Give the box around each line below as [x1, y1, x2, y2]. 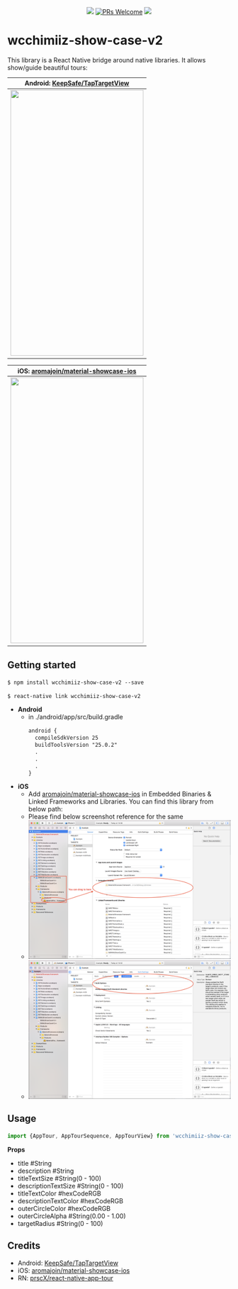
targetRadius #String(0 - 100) [17, 1219, 103, 1227]
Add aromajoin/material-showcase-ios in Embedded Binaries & [28, 790, 212, 799]
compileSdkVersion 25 [34, 734, 99, 742]
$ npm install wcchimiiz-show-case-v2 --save [7, 679, 144, 687]
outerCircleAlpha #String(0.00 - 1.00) [17, 1212, 126, 1220]
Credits [7, 1240, 41, 1252]
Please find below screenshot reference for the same [28, 812, 183, 821]
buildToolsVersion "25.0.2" [34, 741, 118, 749]
